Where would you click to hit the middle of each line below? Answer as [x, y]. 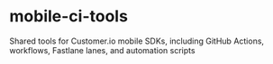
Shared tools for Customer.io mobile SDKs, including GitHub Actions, [136, 41]
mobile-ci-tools [69, 16]
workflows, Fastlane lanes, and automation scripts [102, 50]
